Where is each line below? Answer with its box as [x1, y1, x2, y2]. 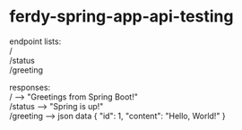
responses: [9, 82, 51, 92]
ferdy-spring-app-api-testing [9, 6, 234, 27]
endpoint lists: [9, 36, 62, 47]
